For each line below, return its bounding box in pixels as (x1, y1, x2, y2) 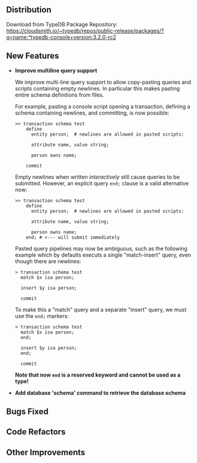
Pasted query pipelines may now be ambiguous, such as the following (14, 245, 187, 252)
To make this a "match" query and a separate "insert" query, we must (14, 306, 187, 313)
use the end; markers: (14, 312, 69, 320)
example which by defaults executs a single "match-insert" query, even (14, 251, 192, 258)
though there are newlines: (14, 257, 81, 264)
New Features (6, 51, 59, 61)
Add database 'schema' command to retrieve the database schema (14, 389, 186, 396)
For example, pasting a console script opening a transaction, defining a (14, 103, 190, 110)
